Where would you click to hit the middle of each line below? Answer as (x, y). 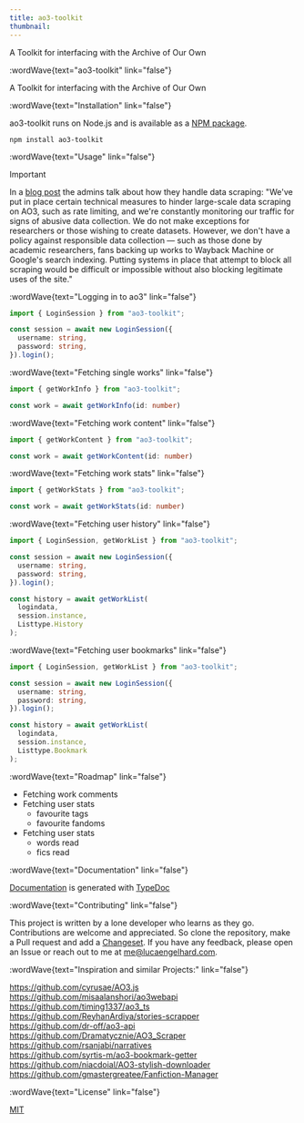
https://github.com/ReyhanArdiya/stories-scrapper (105, 1016)
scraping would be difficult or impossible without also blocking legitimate (147, 269)
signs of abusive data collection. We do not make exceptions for (130, 220)
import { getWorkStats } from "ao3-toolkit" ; (97, 490)
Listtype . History (51, 625)
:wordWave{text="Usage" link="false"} (82, 157)
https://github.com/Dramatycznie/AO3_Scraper (98, 1036)
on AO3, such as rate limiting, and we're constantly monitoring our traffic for (152, 211)
